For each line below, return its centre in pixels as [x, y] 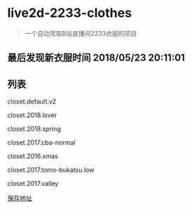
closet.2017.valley [33, 184]
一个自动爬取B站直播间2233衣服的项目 [81, 33]
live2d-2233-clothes [70, 13]
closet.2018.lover [32, 115]
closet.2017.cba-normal [41, 143]
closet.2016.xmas [33, 156]
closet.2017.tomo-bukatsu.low [51, 170]
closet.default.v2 [32, 102]
